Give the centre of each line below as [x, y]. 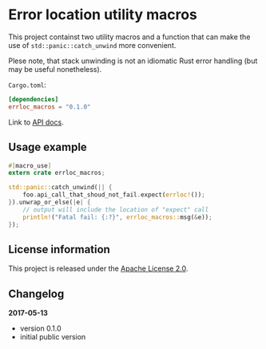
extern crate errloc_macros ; [57, 173]
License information [59, 249]
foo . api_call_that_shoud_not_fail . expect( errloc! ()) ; [114, 195]
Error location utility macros [103, 15]
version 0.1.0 [40, 328]
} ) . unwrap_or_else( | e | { [50, 202]
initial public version [53, 337]
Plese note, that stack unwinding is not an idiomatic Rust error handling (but [133, 61]
